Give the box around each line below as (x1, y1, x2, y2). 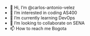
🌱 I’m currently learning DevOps (9, 15, 75, 20)
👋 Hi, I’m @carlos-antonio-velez (9, 5, 75, 10)
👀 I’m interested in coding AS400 (9, 10, 78, 16)
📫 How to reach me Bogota (9, 26, 67, 31)
